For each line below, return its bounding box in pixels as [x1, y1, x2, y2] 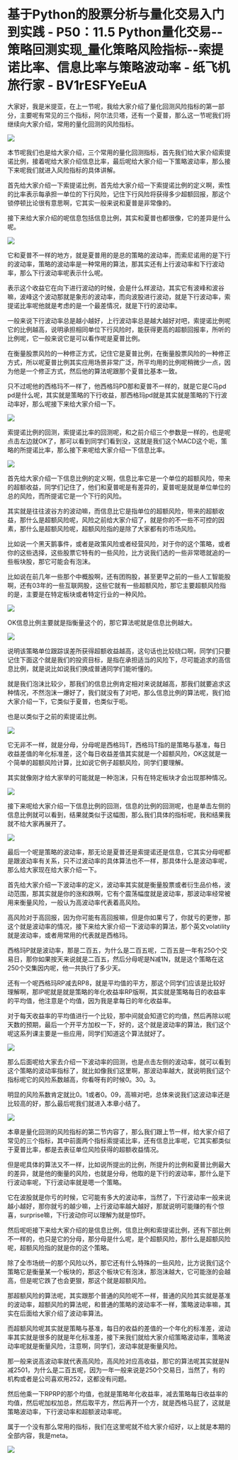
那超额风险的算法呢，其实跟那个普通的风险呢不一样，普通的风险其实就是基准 [7, 1291, 231, 1300]
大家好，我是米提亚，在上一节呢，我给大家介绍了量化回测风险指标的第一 [7, 102, 218, 111]
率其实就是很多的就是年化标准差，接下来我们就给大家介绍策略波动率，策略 [7, 1332, 225, 1341]
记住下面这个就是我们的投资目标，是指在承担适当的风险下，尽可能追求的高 [7, 655, 225, 664]
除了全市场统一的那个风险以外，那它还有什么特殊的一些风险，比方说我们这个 [7, 1258, 231, 1267]
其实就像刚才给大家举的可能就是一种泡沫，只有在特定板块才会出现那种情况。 [7, 773, 231, 781]
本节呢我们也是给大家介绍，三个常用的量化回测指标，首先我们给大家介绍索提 [7, 148, 231, 157]
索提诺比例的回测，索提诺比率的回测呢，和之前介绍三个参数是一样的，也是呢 [7, 428, 231, 436]
